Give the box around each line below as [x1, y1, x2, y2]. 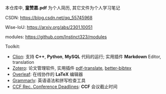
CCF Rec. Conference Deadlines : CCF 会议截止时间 [12, 84, 118, 90]
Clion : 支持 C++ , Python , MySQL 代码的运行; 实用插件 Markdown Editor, [12, 54, 162, 59]
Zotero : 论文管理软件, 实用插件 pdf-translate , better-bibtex [12, 65, 132, 71]
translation [12, 59, 35, 65]
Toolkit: [5, 44, 20, 49]
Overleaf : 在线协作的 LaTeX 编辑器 [12, 71, 83, 77]
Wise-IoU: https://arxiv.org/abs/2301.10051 [5, 24, 93, 30]
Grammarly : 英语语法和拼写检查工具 [12, 78, 86, 83]
